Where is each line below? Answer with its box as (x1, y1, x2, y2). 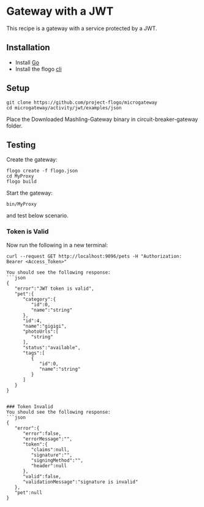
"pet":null (14, 489, 43, 495)
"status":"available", (22, 344, 81, 350)
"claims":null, (31, 446, 70, 452)
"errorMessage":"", (22, 436, 72, 442)
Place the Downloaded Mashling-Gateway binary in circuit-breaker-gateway (6, 115, 198, 123)
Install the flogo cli (15, 65, 62, 72)
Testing (6, 139, 36, 150)
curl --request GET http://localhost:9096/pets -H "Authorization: (6, 253, 183, 259)
